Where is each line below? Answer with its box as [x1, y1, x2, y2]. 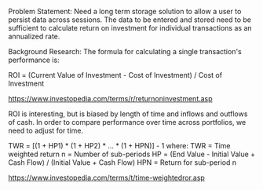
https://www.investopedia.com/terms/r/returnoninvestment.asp [8, 94, 214, 103]
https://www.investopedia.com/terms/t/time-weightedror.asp [8, 173, 206, 182]
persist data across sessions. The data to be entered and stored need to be [8, 15, 252, 24]
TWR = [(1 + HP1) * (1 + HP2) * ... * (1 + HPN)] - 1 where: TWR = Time [8, 141, 231, 150]
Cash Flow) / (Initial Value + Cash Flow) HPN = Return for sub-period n [8, 158, 237, 167]
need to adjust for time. [8, 126, 84, 135]
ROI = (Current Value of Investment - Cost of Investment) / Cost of [8, 71, 222, 79]
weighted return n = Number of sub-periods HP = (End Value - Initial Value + [8, 149, 256, 159]
